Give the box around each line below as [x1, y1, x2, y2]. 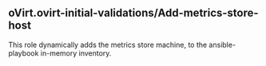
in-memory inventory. [40, 48, 112, 58]
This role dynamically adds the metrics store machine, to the [8, 40, 208, 49]
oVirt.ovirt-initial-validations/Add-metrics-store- [8, 6, 259, 20]
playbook [8, 48, 39, 58]
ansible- [208, 40, 236, 49]
